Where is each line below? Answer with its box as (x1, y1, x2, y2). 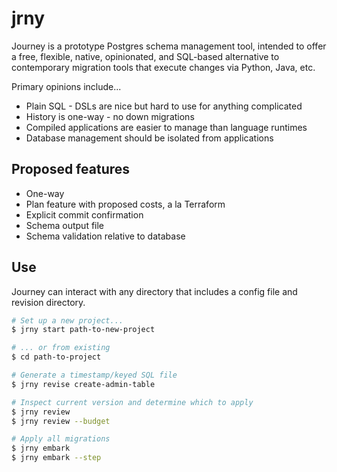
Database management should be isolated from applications (25, 132, 274, 144)
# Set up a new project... (11, 315, 124, 326)
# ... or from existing (11, 343, 111, 353)
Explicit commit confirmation (25, 208, 144, 221)
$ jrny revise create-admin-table (11, 379, 156, 389)
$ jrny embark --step (11, 453, 102, 463)
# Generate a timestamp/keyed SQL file (11, 370, 178, 381)
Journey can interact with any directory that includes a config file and (11, 285, 298, 297)
